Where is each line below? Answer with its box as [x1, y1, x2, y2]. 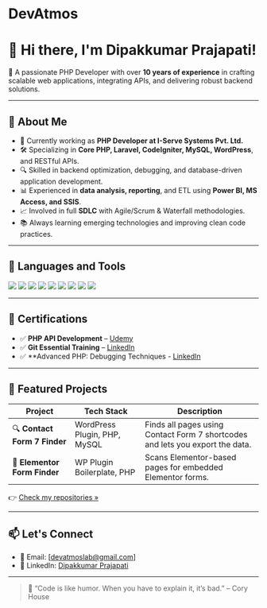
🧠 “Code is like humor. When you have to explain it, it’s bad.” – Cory [27, 583, 249, 593]
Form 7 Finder [12, 436, 67, 447]
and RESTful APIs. [19, 156, 79, 165]
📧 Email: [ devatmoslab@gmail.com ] [19, 552, 137, 562]
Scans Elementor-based [144, 452, 237, 463]
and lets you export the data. [144, 439, 252, 450]
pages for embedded [144, 462, 224, 473]
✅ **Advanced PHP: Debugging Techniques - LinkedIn [19, 351, 201, 361]
